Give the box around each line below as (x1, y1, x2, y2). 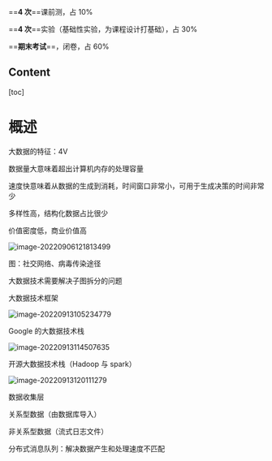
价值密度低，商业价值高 (8, 226, 87, 235)
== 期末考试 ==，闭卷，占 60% (8, 41, 110, 51)
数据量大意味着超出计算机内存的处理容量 (8, 163, 144, 173)
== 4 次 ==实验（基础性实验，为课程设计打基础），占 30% (8, 24, 198, 34)
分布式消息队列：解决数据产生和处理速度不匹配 (8, 443, 165, 453)
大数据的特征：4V (8, 146, 68, 156)
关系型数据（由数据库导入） (8, 409, 101, 419)
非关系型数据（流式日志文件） (8, 426, 108, 436)
